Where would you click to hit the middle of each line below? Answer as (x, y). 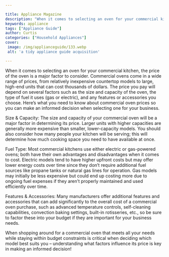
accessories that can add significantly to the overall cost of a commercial (81, 202)
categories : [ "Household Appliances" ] (46, 38)
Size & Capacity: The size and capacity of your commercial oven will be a (81, 118)
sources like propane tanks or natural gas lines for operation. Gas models (81, 170)
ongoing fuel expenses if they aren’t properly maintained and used (74, 181)
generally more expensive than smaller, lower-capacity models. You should (83, 128)
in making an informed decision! (38, 249)
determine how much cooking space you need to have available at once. (80, 139)
